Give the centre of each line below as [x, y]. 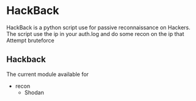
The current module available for [47, 74]
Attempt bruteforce [31, 40]
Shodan [34, 92]
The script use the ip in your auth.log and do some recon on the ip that [95, 33]
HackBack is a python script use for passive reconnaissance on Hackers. [99, 27]
